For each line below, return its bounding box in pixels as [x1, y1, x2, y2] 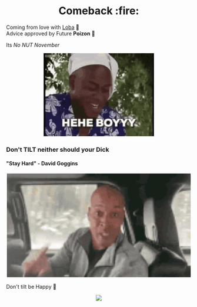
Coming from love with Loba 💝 [6, 24, 79, 31]
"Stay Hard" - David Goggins [6, 160, 78, 167]
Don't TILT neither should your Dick [6, 145, 109, 153]
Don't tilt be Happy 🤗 [6, 283, 57, 290]
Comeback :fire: [58, 4, 139, 18]
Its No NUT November [6, 41, 60, 48]
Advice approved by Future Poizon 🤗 [6, 30, 95, 37]
